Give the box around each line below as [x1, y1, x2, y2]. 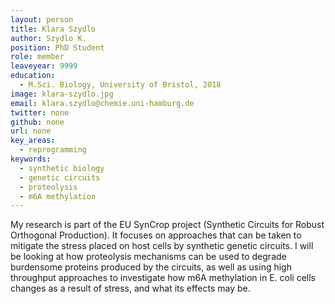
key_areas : [10, 136, 56, 146]
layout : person [10, 14, 74, 25]
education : [10, 71, 56, 81]
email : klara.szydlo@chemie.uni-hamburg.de [10, 98, 195, 108]
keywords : [10, 154, 52, 164]
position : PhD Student [10, 42, 105, 53]
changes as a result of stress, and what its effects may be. [10, 282, 251, 295]
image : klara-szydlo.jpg [10, 89, 114, 99]
